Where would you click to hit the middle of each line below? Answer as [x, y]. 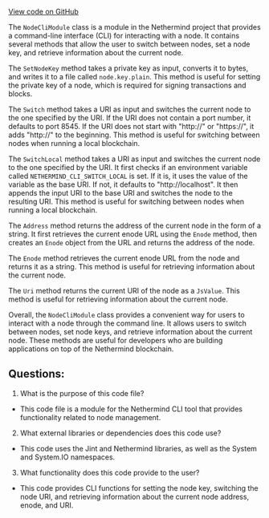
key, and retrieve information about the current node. [96, 53]
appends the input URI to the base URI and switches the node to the [120, 193]
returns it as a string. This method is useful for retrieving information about [132, 267]
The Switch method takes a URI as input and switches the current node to [130, 109]
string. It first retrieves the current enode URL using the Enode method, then [132, 234]
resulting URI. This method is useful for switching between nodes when [126, 201]
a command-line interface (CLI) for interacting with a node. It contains [124, 36]
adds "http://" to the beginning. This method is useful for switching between [134, 135]
